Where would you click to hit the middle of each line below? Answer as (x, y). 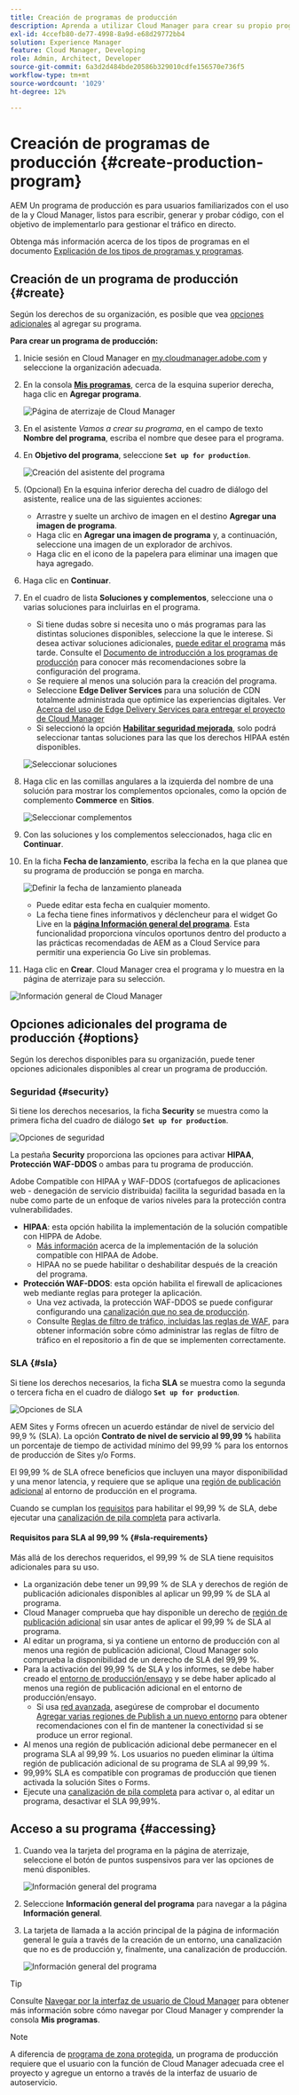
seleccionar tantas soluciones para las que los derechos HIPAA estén (163, 738)
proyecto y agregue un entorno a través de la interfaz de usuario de (134, 2073)
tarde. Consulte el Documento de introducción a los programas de (157, 652)
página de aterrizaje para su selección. (94, 979)
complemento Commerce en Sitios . (88, 801)
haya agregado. (65, 564)
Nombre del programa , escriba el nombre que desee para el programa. (153, 438)
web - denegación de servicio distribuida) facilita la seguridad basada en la (148, 1191)
